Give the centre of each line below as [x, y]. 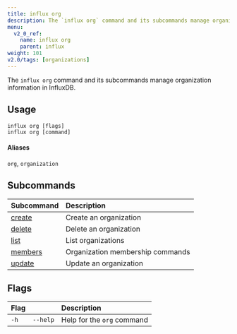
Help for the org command [104, 320]
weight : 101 [25, 54]
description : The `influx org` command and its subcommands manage [109, 20]
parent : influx [42, 47]
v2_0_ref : [28, 34]
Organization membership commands [128, 251]
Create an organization [104, 217]
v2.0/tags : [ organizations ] [49, 60]
